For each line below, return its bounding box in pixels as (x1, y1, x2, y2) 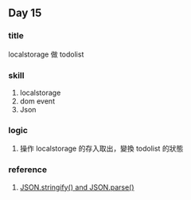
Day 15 (8, 6, 42, 20)
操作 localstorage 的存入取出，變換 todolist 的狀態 (19, 143, 184, 154)
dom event (19, 96, 56, 106)
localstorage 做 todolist (8, 49, 84, 59)
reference (8, 164, 48, 175)
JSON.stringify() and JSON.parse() (19, 182, 134, 192)
